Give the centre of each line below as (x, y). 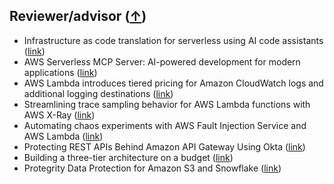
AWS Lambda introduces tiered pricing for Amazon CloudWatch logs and (173, 83)
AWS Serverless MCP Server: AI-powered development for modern (162, 61)
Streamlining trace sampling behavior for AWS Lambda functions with (167, 104)
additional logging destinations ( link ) (98, 93)
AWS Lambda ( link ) (63, 136)
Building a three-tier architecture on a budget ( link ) (128, 157)
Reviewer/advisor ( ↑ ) (78, 16)
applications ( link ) (60, 72)
